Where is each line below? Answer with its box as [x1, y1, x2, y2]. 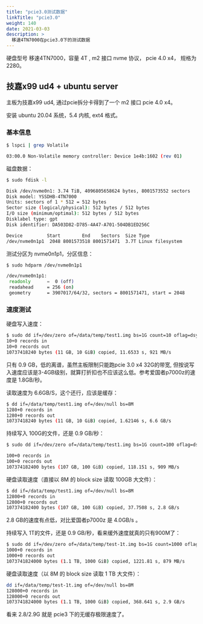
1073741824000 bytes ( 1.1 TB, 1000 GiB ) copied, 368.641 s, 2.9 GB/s [6, 599, 185, 605]
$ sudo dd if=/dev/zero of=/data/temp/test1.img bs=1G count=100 [6, 442, 174, 448]
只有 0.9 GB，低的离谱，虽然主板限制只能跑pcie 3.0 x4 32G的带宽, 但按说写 [6, 361, 195, 368]
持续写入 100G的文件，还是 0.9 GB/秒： [6, 430, 105, 437]
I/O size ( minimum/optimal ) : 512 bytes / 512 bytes [6, 210, 139, 217]
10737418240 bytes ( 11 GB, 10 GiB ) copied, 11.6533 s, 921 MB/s [6, 349, 172, 355]
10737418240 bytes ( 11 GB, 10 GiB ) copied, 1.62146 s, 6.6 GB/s [6, 418, 172, 424]
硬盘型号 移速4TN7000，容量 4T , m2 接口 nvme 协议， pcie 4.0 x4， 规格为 [6, 55, 197, 61]
